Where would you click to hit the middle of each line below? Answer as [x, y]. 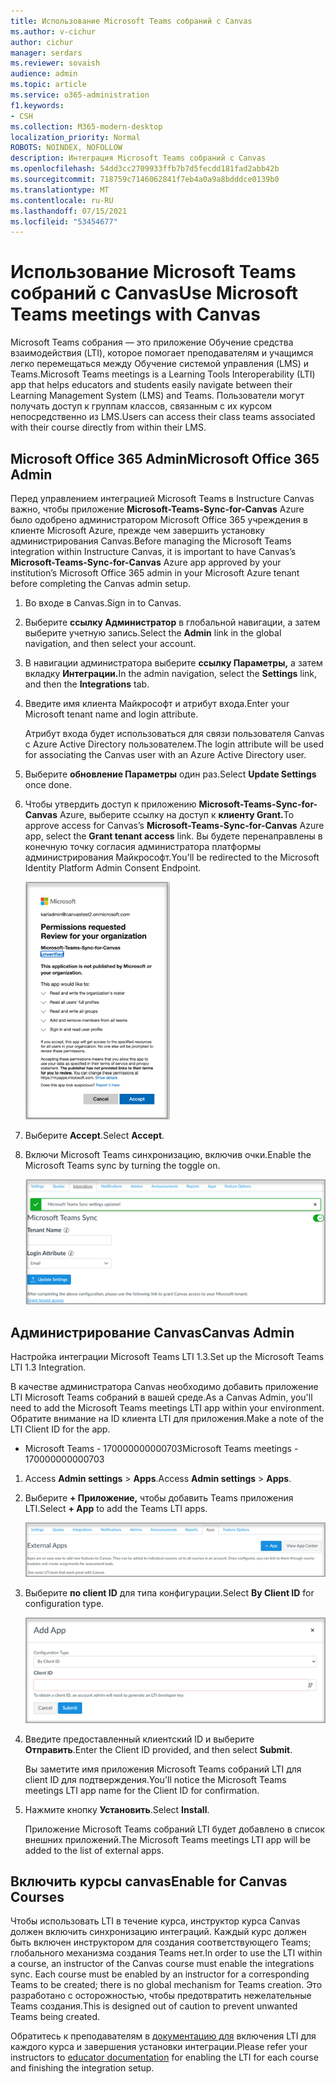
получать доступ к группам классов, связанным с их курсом [141, 406]
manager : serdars [46, 53]
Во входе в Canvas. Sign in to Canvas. [103, 603]
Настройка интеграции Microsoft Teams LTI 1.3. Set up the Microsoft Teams [167, 1357]
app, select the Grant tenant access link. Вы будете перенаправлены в [173, 836]
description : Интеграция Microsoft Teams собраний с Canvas [138, 158]
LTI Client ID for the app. [60, 1429]
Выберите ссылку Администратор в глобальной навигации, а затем [172, 622]
